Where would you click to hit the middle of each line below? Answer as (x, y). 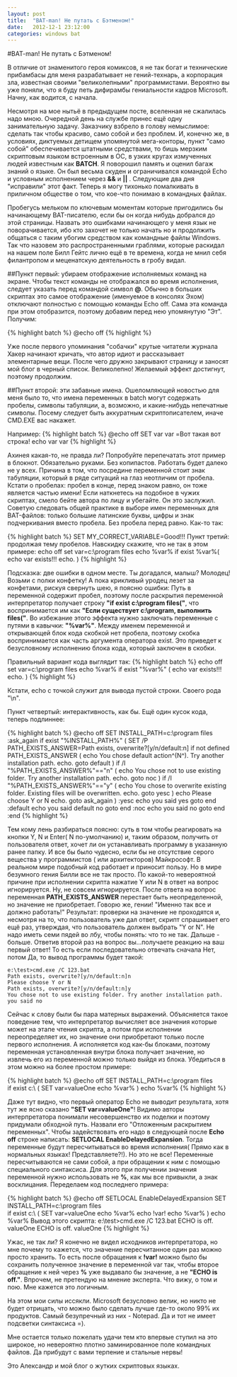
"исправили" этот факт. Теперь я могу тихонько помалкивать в (103, 186)
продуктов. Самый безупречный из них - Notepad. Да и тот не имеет (111, 1316)
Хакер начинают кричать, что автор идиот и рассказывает (96, 354)
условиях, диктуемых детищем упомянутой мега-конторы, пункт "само (116, 142)
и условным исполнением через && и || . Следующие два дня (101, 179)
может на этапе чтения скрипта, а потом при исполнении (95, 1030)
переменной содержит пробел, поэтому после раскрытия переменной (115, 596)
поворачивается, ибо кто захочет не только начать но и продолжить (111, 230)
